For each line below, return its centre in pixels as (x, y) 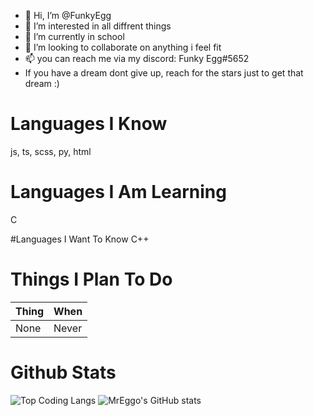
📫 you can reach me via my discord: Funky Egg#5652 (137, 58)
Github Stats (63, 372)
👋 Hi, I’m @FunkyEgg (68, 15)
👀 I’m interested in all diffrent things (98, 26)
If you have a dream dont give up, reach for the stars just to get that (164, 73)
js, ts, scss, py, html (51, 151)
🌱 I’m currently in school (74, 36)
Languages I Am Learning (118, 192)
